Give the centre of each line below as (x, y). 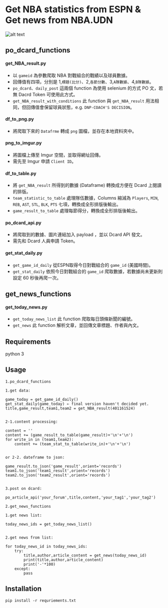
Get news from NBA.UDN (59, 20)
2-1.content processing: (32, 422)
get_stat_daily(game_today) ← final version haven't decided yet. (77, 404)
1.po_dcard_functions (28, 381)
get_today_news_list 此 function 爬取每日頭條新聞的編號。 (74, 319)
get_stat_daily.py (24, 253)
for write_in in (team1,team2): (39, 439)
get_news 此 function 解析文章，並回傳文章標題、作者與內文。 (77, 325)
